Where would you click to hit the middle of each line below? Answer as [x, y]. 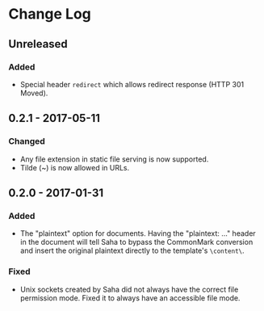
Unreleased [38, 44]
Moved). [34, 93]
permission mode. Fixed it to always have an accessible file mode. [130, 298]
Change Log [50, 14]
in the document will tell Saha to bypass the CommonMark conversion [136, 242]
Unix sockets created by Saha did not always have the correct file [129, 289]
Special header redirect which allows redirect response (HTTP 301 [132, 84]
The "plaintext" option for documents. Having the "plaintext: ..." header [138, 233]
